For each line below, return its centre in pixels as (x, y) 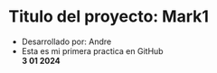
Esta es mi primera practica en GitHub (92, 50)
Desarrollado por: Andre (66, 41)
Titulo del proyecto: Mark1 (109, 17)
